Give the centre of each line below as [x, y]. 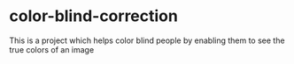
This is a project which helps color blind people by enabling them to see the [147, 40]
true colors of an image [52, 49]
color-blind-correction [94, 16]
